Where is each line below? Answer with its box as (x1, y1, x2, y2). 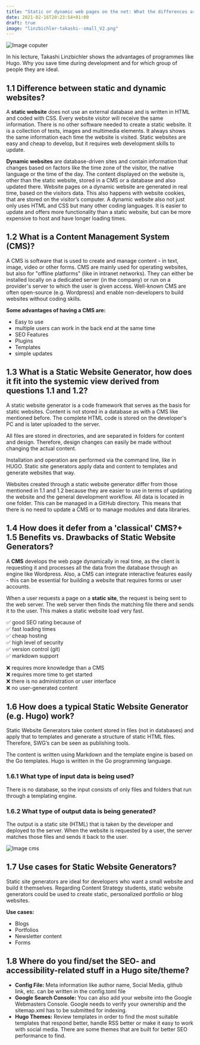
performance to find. (14, 1032, 66, 1039)
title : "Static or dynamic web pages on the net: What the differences (6, 8, 187, 15)
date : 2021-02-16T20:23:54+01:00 (6, 14, 89, 20)
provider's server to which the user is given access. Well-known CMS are (6, 282, 186, 290)
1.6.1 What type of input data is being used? (6, 772, 135, 780)
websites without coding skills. (6, 295, 82, 302)
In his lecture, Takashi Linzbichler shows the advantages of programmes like (6, 53, 194, 60)
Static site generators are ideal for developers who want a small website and (6, 878, 193, 885)
